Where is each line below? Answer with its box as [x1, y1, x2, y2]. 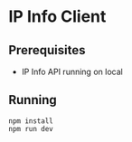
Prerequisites [8, 43, 86, 58]
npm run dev [8, 124, 53, 133]
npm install [8, 116, 53, 126]
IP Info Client [8, 6, 107, 27]
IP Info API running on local [21, 66, 123, 77]
